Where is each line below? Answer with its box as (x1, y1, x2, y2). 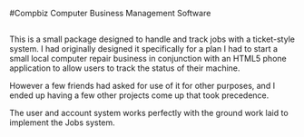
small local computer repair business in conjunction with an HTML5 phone (9, 54, 288, 64)
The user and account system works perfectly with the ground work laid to (9, 108, 289, 119)
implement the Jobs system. (9, 117, 115, 128)
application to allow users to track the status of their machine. (9, 63, 240, 73)
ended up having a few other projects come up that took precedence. (9, 90, 270, 101)
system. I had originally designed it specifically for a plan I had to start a (9, 44, 279, 54)
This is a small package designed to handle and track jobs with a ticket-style (9, 34, 295, 44)
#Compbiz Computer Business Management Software (9, 8, 211, 18)
